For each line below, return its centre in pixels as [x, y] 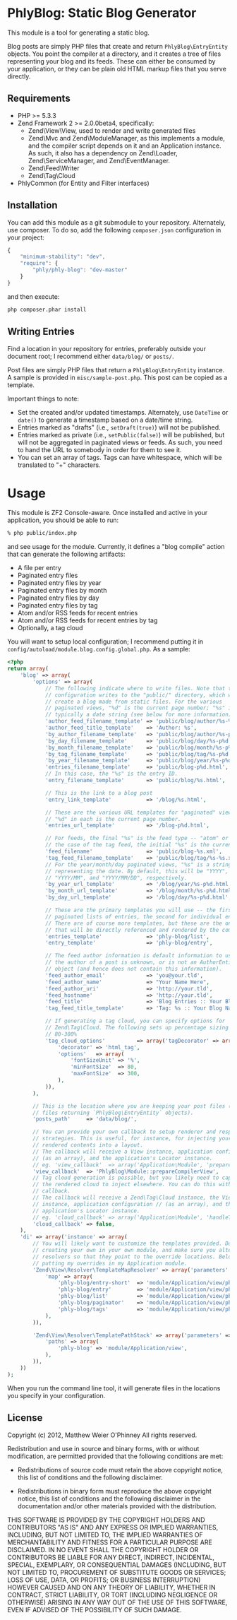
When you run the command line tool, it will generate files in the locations [114, 1388]
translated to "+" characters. [59, 465]
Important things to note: [43, 398]
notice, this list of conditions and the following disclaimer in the [109, 1498]
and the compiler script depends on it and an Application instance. [124, 146]
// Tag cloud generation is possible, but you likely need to [126, 1178]
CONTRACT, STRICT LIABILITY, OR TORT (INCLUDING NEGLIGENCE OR [113, 1595]
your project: [26, 237]
